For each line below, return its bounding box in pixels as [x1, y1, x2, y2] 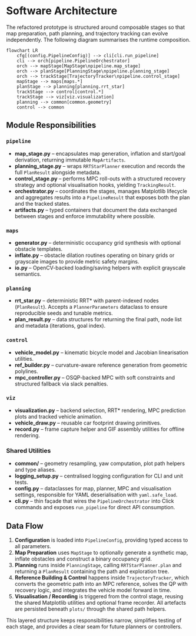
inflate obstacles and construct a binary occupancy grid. [14, 555, 152, 562]
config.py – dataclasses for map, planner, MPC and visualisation [14, 485, 172, 492]
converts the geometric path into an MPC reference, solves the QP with [14, 580, 188, 587]
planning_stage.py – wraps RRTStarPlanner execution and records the [14, 162, 185, 169]
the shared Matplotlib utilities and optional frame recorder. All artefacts [14, 599, 187, 606]
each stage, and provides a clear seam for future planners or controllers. [6, 623, 182, 630]
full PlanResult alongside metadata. [14, 169, 101, 176]
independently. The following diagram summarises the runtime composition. [6, 36, 191, 43]
